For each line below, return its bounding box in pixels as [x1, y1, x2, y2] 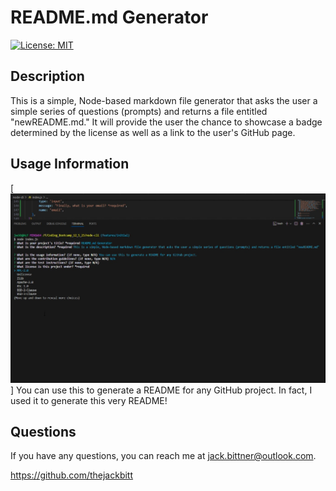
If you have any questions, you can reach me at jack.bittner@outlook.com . [10, 450, 317, 462]
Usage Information [10, 156, 130, 173]
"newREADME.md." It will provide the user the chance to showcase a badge [10, 116, 323, 128]
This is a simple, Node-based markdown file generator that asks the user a [10, 94, 318, 106]
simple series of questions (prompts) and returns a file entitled [10, 105, 268, 117]
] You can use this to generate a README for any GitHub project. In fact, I [10, 384, 313, 396]
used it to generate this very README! [10, 394, 168, 406]
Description [10, 68, 85, 85]
